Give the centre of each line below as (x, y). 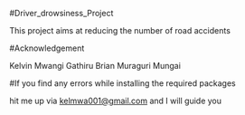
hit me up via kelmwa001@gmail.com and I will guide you (116, 101)
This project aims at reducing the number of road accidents (120, 30)
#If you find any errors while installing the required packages (123, 83)
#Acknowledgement (47, 48)
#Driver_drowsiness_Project (61, 13)
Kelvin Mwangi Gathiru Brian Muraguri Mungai (95, 66)
